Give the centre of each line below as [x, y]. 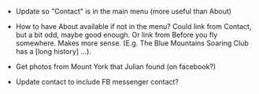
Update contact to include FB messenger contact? [97, 82]
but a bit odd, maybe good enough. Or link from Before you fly [117, 35]
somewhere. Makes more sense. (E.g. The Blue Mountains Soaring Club [132, 43]
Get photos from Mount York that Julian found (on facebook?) [116, 67]
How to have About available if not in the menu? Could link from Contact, [133, 26]
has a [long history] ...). [54, 51]
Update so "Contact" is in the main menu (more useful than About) [124, 11]
